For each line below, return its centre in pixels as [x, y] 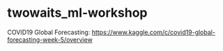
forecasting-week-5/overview [50, 39]
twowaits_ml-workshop [77, 13]
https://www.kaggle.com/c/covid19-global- [154, 32]
